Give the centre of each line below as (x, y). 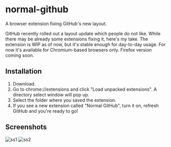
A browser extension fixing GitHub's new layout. (56, 24)
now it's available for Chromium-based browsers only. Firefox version (79, 50)
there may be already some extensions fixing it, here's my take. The (77, 39)
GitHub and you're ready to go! (45, 111)
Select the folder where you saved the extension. (65, 100)
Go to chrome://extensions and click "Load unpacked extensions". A (85, 89)
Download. (24, 83)
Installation (24, 71)
